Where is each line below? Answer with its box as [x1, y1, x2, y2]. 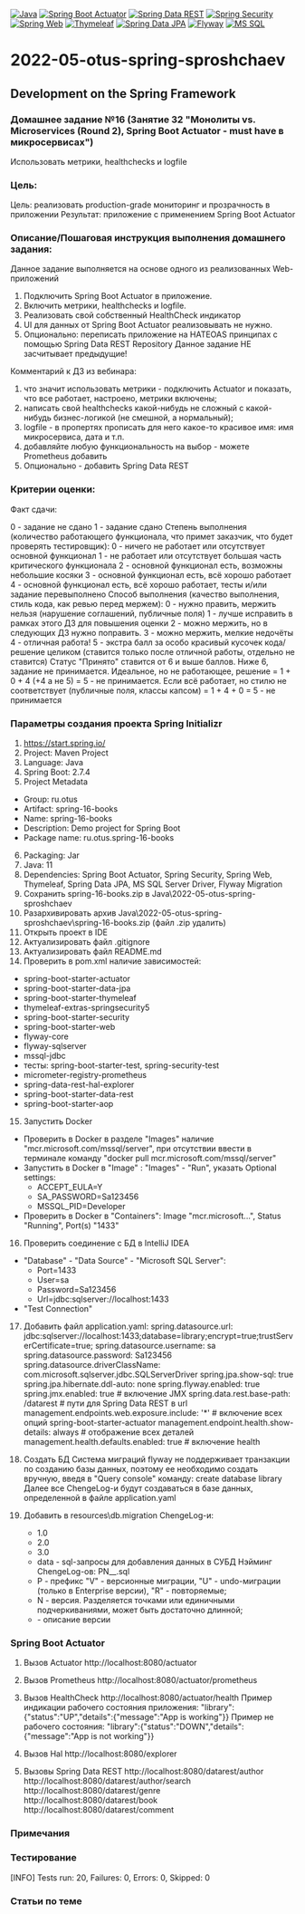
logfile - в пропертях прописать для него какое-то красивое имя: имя [23, 422, 294, 433]
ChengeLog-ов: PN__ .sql [36, 1566, 130, 1577]
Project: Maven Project [23, 747, 110, 758]
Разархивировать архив [23, 908, 117, 919]
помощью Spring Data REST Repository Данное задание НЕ [23, 339, 252, 350]
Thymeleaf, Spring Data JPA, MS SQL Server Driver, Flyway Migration [23, 879, 283, 890]
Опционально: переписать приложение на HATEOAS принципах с [23, 329, 279, 340]
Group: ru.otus [23, 793, 78, 805]
